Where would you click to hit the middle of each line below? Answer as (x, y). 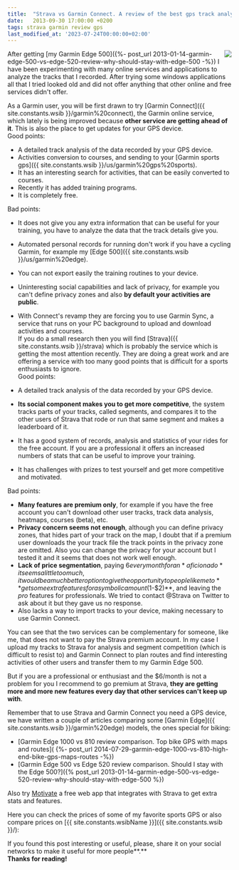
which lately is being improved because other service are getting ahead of (118, 121)
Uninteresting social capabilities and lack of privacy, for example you (118, 287)
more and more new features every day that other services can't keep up (117, 691)
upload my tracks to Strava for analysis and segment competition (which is (117, 647)
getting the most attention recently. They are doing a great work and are (123, 354)
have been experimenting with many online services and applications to (112, 69)
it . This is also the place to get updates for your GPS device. (95, 128)
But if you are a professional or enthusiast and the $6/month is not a (107, 676)
